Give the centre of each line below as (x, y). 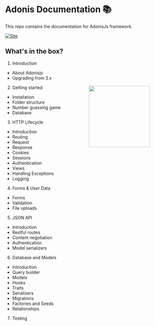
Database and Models (34, 257)
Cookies (21, 152)
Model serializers (30, 248)
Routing (20, 137)
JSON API (22, 217)
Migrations (23, 298)
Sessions (21, 158)
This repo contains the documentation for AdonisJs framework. (69, 26)
